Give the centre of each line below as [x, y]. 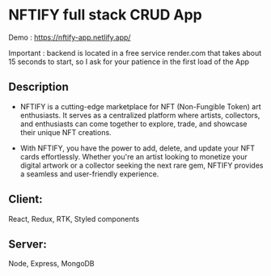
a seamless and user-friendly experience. [89, 174]
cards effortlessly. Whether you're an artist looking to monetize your [134, 156]
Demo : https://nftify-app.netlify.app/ [70, 37]
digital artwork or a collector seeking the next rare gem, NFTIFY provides [142, 165]
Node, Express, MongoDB [51, 264]
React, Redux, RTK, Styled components [74, 219]
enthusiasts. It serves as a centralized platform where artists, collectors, [140, 115]
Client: [25, 200]
